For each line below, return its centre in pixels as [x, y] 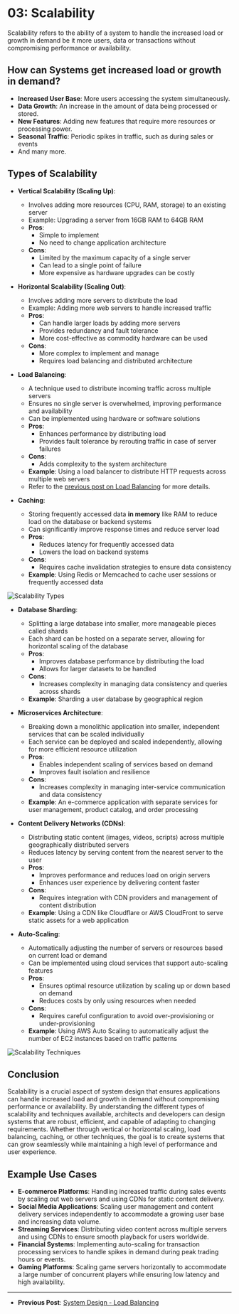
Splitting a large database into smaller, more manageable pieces [122, 623]
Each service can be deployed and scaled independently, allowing [125, 742]
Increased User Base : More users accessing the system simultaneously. [124, 98]
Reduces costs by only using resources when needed [117, 1000]
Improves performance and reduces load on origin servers [124, 875]
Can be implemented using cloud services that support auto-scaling [128, 963]
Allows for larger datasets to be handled [97, 668]
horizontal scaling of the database [78, 646]
